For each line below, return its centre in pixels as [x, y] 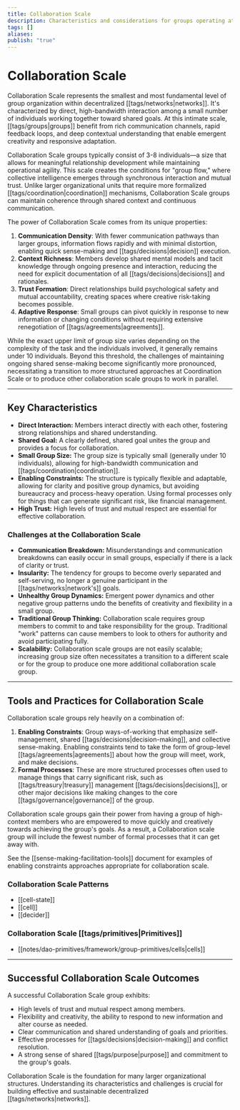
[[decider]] [34, 915]
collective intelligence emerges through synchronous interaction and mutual [119, 178]
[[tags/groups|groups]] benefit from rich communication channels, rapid [114, 126]
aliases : [20, 34]
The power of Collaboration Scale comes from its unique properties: [107, 222]
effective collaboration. [51, 516]
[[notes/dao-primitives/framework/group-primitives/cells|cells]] [111, 949]
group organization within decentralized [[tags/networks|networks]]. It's [114, 104]
